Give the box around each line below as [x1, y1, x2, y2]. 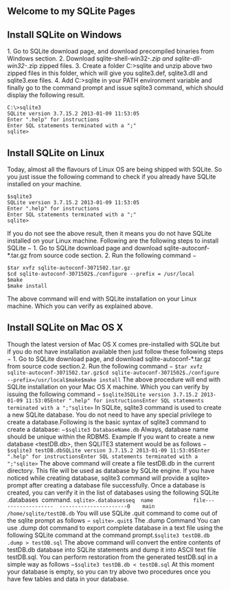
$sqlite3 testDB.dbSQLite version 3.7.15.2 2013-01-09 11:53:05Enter [7, 447, 211, 454]
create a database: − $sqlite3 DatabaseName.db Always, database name [7, 425, 209, 433]
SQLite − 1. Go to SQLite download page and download [7, 244, 163, 252]
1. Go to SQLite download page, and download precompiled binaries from [7, 47, 214, 56]
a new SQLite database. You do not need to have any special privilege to [7, 411, 212, 419]
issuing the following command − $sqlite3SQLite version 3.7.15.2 [7, 390, 198, 398]
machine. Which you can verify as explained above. [7, 302, 153, 310]
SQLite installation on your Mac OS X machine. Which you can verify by [7, 382, 209, 391]
